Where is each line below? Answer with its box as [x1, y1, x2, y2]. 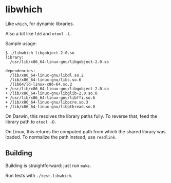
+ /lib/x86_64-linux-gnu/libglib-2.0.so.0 [5, 91, 98, 96]
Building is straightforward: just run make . [5, 162, 91, 169]
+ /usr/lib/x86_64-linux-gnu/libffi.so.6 [5, 95, 96, 100]
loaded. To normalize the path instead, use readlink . [5, 134, 117, 140]
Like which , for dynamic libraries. [5, 21, 74, 27]
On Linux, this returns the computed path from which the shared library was [5, 128, 166, 134]
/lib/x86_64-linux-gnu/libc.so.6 [10, 77, 82, 83]
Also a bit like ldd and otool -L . [5, 30, 72, 36]
